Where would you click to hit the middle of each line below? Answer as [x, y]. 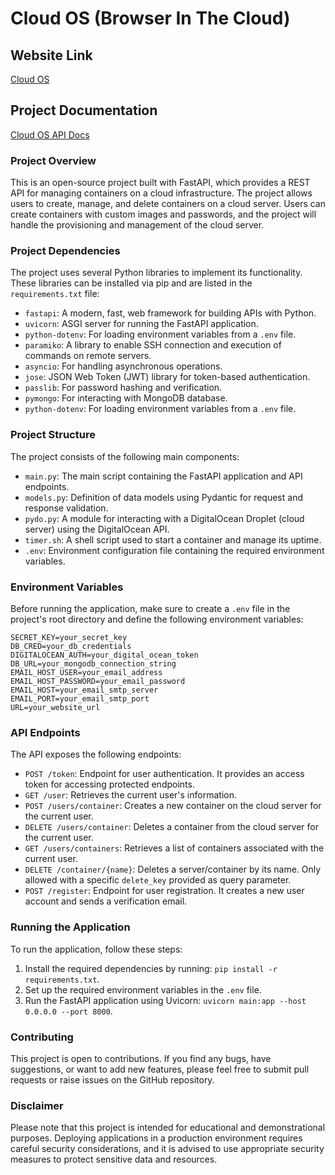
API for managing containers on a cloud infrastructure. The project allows [161, 193]
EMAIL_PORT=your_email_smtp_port [80, 699]
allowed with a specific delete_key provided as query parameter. [158, 880]
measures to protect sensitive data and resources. [114, 1159]
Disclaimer [37, 1105]
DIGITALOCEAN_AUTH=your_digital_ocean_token [104, 655]
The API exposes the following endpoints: [96, 754]
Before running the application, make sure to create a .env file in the [150, 608]
